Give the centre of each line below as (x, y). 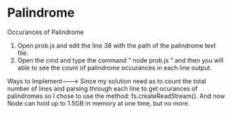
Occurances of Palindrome (46, 32)
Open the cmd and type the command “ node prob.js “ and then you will (121, 60)
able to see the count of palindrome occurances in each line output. (115, 67)
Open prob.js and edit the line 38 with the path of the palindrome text (116, 45)
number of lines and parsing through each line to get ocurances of (102, 88)
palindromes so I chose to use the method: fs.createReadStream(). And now (116, 96)
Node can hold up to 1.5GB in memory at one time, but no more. (99, 103)
